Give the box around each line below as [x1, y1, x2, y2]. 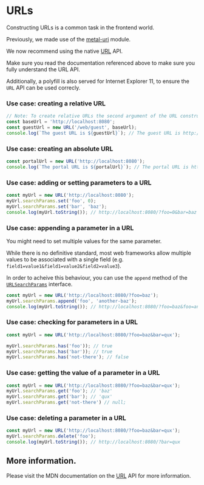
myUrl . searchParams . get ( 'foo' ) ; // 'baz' [6, 388, 113, 394]
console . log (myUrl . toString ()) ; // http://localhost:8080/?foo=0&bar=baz [6, 209, 197, 215]
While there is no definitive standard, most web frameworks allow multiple [6, 249, 191, 257]
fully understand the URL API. [6, 65, 80, 73]
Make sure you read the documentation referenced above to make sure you [6, 59, 195, 66]
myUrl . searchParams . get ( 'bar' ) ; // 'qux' [6, 394, 113, 400]
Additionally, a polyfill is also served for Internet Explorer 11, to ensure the [6, 77, 190, 85]
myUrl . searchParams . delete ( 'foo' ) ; [6, 433, 97, 439]
